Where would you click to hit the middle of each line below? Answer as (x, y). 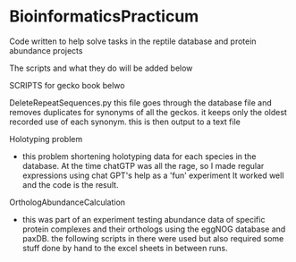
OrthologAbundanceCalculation (68, 202)
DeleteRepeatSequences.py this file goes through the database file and (141, 102)
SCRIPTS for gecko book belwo (67, 85)
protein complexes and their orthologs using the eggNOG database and (154, 229)
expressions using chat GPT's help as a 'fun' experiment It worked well (153, 175)
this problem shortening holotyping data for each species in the (139, 156)
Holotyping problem (46, 139)
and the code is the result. (70, 184)
